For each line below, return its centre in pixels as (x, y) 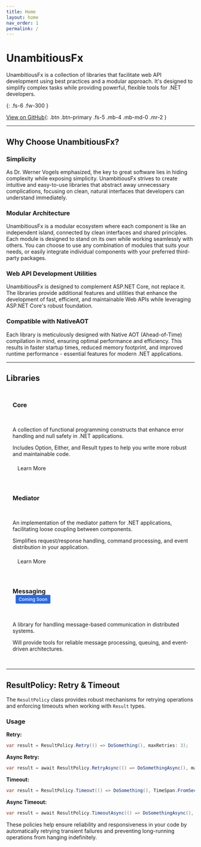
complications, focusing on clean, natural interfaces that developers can (95, 191)
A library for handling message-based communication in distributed (96, 625)
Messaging (29, 591)
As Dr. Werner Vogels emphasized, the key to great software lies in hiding (97, 172)
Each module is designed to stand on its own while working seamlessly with (100, 239)
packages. (33, 258)
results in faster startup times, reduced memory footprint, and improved (95, 347)
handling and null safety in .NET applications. (68, 436)
